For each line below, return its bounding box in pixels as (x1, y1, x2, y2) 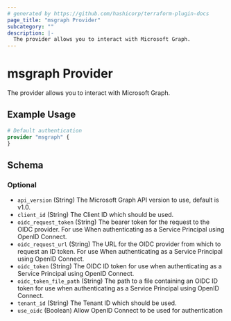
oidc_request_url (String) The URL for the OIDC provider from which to (17, 240, 221, 248)
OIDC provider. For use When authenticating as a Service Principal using (17, 225, 225, 234)
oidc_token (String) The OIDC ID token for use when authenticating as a (17, 262, 222, 270)
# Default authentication (7, 127, 82, 134)
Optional (7, 180, 37, 189)
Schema (7, 159, 44, 171)
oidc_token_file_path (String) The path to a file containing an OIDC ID (17, 277, 219, 285)
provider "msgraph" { (7, 133, 70, 141)
